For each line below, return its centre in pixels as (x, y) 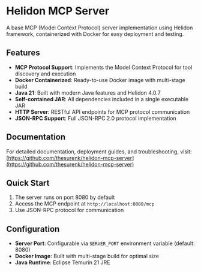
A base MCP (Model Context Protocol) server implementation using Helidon (100, 28)
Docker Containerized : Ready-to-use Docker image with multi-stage (100, 80)
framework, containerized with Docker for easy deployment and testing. (95, 34)
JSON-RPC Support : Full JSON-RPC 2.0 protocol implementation (96, 118)
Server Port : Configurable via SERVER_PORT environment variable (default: (105, 243)
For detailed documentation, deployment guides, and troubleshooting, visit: (99, 152)
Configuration (33, 229)
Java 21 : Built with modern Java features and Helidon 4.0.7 (88, 93)
